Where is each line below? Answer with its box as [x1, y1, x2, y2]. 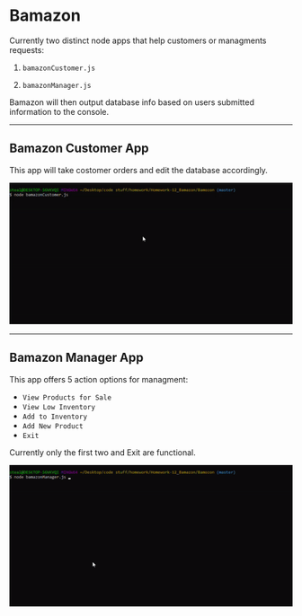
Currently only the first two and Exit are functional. [9, 446, 196, 458]
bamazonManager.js [22, 81, 92, 90]
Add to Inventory [22, 412, 88, 421]
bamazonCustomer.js [22, 64, 96, 73]
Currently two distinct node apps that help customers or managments [9, 35, 267, 46]
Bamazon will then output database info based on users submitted [9, 96, 254, 108]
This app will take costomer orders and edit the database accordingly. [9, 164, 268, 175]
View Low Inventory [22, 402, 96, 411]
